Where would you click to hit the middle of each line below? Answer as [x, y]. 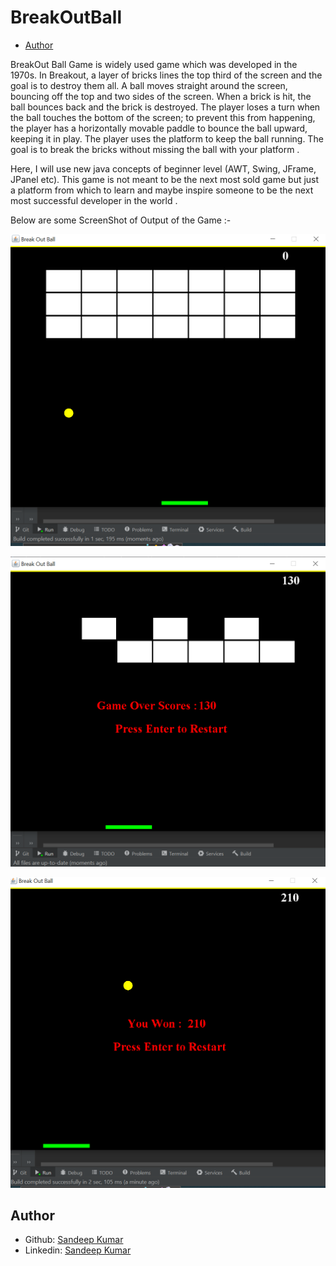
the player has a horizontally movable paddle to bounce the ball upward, [159, 128]
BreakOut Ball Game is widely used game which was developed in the [154, 64]
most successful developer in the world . [94, 200]
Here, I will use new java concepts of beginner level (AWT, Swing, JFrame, [163, 168]
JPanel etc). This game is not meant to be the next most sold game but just [165, 179]
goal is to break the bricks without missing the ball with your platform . [155, 149]
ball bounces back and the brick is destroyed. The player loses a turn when [165, 107]
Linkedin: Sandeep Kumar [78, 1250]
